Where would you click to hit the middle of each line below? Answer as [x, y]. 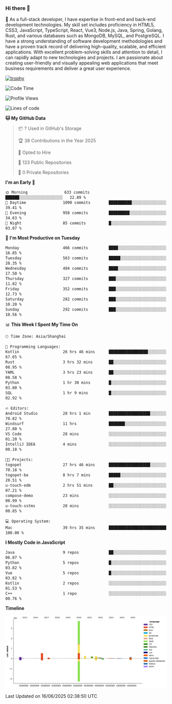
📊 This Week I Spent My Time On [42, 325]
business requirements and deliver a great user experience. [68, 68]
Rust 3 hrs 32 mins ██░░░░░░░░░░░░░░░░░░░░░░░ [86, 362]
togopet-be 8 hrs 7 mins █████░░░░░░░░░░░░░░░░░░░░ [86, 475]
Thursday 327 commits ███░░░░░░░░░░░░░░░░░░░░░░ [86, 279]
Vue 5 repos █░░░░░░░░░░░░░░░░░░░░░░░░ [86, 573]
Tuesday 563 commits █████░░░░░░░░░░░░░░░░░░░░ [86, 258]
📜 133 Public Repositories [45, 163]
